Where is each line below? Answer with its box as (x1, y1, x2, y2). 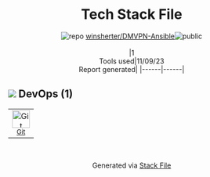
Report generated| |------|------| (78, 64, 185, 74)
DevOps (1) (18, 88, 73, 101)
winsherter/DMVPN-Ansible (85, 31, 175, 41)
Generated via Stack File (92, 161, 172, 170)
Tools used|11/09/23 (99, 56, 165, 66)
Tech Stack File (81, 5, 183, 23)
